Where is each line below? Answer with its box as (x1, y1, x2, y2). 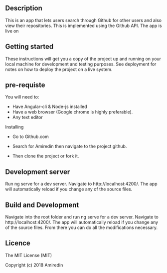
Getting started (5, 42, 54, 51)
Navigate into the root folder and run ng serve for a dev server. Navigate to (5, 214, 159, 220)
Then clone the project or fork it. (12, 153, 79, 159)
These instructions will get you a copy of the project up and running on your (5, 55, 161, 61)
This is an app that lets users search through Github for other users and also (5, 17, 162, 23)
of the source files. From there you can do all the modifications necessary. (5, 224, 158, 230)
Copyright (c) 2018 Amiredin (5, 262, 63, 268)
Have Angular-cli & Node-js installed (12, 103, 87, 109)
